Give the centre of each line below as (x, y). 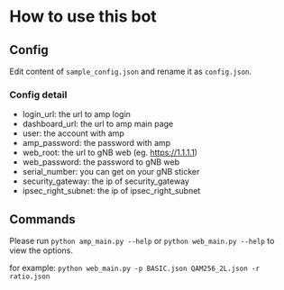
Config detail (38, 95)
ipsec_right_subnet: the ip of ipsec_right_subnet (111, 191)
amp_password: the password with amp (96, 143)
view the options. (41, 250)
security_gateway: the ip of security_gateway (105, 181)
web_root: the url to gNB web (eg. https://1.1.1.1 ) (110, 153)
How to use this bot (83, 17)
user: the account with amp (73, 133)
